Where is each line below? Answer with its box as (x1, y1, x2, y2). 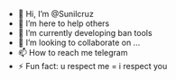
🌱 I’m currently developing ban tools (17, 28, 153, 38)
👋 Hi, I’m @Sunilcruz (17, 9, 95, 19)
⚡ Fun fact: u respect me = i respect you (17, 61, 168, 71)
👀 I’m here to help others (17, 18, 110, 29)
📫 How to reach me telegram (17, 48, 128, 58)
